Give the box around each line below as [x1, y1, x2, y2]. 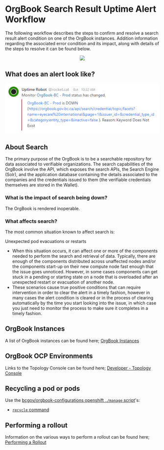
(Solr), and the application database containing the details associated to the [5, 172, 158, 178]
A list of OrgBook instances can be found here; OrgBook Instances [5, 338, 140, 344]
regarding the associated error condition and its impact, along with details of [5, 40, 159, 46]
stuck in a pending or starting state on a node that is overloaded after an [12, 274, 158, 280]
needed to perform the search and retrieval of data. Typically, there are [12, 253, 156, 259]
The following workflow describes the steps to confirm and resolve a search [5, 30, 159, 36]
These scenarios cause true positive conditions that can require [12, 284, 141, 290]
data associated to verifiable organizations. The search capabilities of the [5, 161, 153, 167]
